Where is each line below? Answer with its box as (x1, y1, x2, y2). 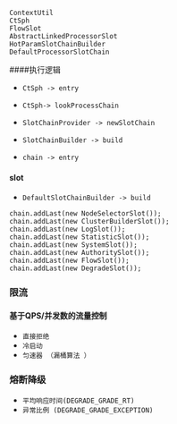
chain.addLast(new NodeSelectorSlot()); (9, 209, 163, 218)
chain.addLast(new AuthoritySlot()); (9, 249, 150, 258)
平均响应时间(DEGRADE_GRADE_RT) (21, 396, 135, 405)
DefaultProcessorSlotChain (9, 47, 110, 56)
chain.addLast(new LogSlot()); (9, 225, 126, 234)
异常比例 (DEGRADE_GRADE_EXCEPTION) (21, 405, 154, 415)
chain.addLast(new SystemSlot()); (9, 241, 139, 250)
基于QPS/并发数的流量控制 (9, 310, 107, 321)
